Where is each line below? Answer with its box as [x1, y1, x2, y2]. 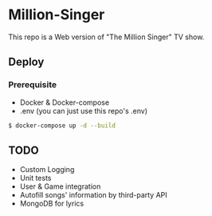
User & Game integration [19, 182, 101, 191]
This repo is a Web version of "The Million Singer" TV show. [8, 32, 205, 42]
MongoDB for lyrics [19, 198, 84, 209]
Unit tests [19, 174, 52, 183]
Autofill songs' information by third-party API [19, 190, 167, 200]
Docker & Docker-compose [19, 98, 110, 107]
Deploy [8, 55, 45, 69]
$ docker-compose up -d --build [8, 122, 116, 130]
